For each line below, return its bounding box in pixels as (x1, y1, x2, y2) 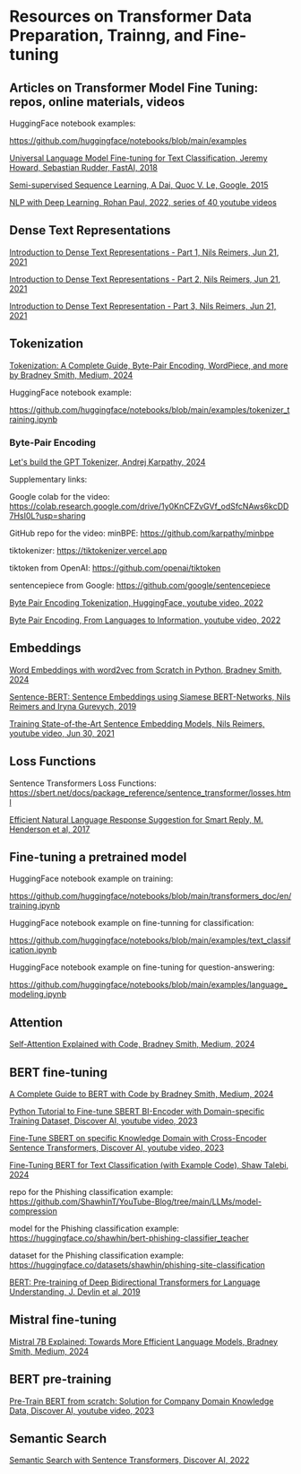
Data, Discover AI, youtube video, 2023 (9, 1405, 155, 1416)
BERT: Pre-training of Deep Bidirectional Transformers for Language (9, 1277, 261, 1287)
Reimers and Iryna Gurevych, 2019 (9, 701, 137, 711)
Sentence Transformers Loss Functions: (9, 778, 157, 789)
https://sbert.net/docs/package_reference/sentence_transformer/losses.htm (9, 787, 291, 798)
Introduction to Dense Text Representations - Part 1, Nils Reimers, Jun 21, (9, 247, 279, 257)
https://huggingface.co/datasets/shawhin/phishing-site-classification (9, 1259, 266, 1270)
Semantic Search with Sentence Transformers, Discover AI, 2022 (9, 1455, 250, 1466)
